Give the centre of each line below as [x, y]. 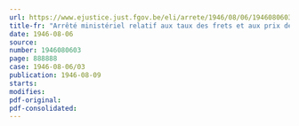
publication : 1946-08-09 [55, 75]
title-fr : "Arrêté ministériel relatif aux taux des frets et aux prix [145, 26]
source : [24, 42]
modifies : [28, 91]
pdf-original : [36, 100]
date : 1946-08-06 [41, 34]
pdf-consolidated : [43, 108]
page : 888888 [33, 59]
